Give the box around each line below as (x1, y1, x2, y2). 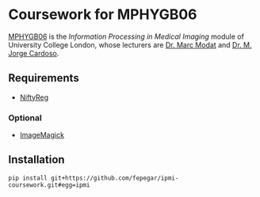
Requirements (8, 71, 79, 85)
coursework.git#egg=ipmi (8, 180, 90, 189)
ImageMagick (19, 131, 65, 140)
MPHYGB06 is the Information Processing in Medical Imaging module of (8, 32, 244, 41)
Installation (8, 153, 65, 167)
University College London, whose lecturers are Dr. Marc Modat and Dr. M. (8, 40, 252, 49)
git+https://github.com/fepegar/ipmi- (50, 174, 179, 182)
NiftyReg (19, 93, 49, 102)
